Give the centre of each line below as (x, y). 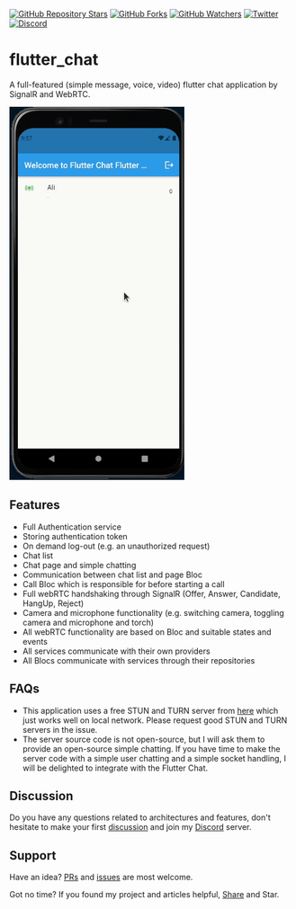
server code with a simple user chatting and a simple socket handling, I (154, 758)
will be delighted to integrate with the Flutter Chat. (115, 768)
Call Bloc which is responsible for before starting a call (123, 584)
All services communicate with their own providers (116, 651)
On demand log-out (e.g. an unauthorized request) (116, 546)
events (35, 641)
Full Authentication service (72, 527)
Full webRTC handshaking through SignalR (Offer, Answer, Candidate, (151, 593)
